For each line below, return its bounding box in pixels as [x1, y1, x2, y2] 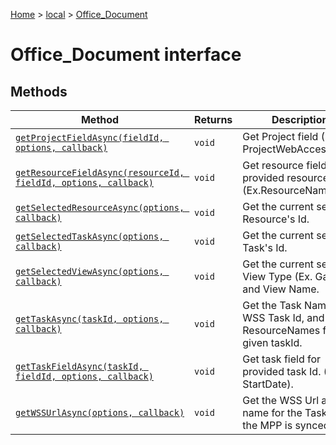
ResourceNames [242, 324, 321, 337]
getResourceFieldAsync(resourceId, [15, 167, 185, 178]
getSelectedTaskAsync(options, [15, 231, 165, 242]
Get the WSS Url [242, 394, 320, 407]
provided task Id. [242, 365, 322, 378]
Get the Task [242, 299, 302, 312]
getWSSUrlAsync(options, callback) [15, 407, 185, 418]
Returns [194, 113, 233, 126]
